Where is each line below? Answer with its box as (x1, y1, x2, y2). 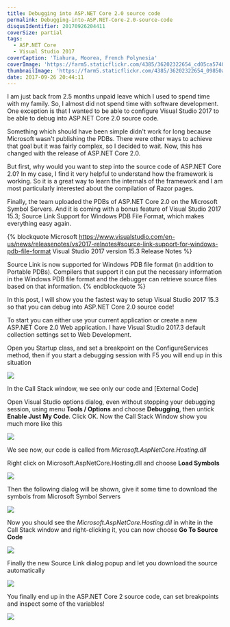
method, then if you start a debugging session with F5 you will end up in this (7, 351, 222, 359)
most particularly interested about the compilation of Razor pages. (7, 184, 194, 192)
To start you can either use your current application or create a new (7, 316, 198, 324)
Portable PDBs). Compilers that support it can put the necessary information (7, 268, 222, 276)
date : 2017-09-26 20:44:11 (7, 73, 84, 81)
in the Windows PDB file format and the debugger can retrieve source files (7, 275, 217, 283)
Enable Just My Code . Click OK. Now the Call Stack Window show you (7, 412, 207, 421)
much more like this (7, 420, 63, 428)
